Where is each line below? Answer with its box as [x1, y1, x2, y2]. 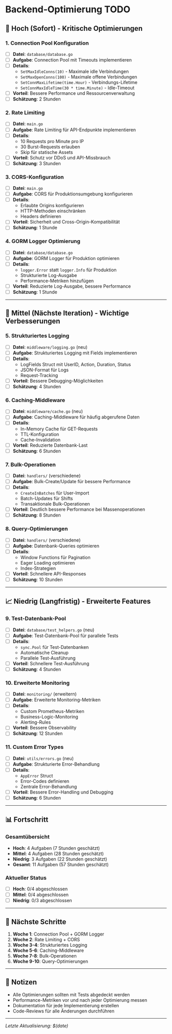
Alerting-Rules [20, 719, 51, 725]
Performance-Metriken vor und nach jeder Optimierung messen [12, 997, 147, 1003]
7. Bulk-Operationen [5, 461, 56, 468]
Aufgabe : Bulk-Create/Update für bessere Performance [12, 478, 131, 484]
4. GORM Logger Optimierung [5, 237, 81, 245]
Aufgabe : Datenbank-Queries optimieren [12, 543, 100, 549]
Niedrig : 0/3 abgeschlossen [12, 898, 73, 904]
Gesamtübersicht [5, 833, 50, 841]
